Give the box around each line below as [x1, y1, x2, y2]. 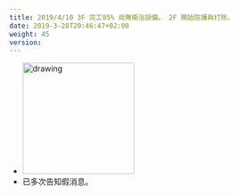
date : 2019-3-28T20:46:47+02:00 [9, 21, 129, 30]
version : [9, 37, 42, 47]
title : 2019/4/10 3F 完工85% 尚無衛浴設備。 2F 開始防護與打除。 [9, 12, 235, 22]
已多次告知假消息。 [21, 176, 94, 187]
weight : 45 [9, 29, 50, 38]
